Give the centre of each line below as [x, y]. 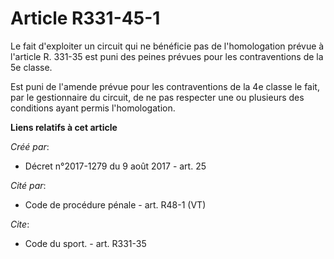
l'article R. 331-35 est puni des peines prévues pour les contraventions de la [167, 56]
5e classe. [31, 67]
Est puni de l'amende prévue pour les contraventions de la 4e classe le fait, [165, 86]
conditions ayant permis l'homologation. [93, 108]
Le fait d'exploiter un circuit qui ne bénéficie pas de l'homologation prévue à [167, 46]
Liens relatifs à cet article [64, 127]
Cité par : [28, 185]
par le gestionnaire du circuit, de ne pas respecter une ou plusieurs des [157, 97]
